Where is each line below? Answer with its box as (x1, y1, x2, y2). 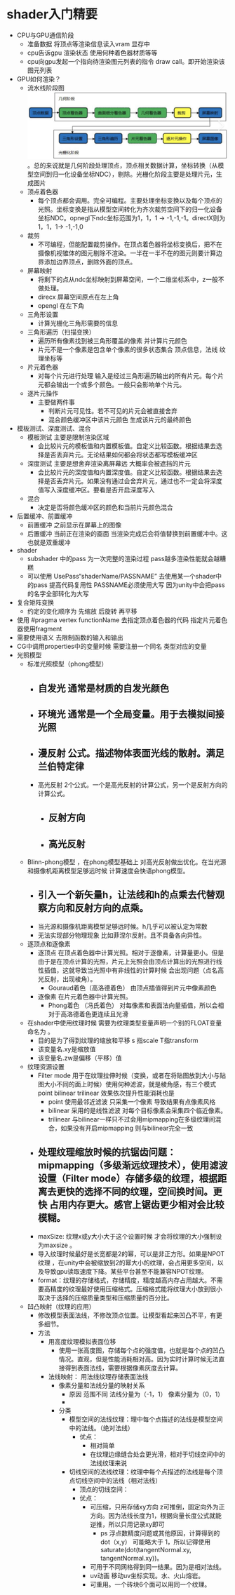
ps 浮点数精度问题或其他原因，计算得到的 (100, 1528, 220, 1537)
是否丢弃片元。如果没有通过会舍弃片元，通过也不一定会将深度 (43, 477, 222, 485)
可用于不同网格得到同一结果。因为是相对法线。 (90, 1562, 226, 1571)
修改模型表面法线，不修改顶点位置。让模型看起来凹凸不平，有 (37, 1311, 217, 1319)
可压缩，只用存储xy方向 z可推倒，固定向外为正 (90, 1502, 225, 1511)
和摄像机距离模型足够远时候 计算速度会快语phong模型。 (27, 866, 189, 875)
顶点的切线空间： (79, 1485, 129, 1493)
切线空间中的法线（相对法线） (75, 1476, 162, 1484)
